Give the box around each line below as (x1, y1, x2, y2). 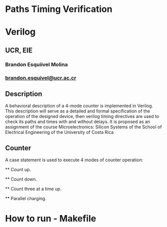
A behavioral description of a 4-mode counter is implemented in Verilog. (5, 103, 153, 109)
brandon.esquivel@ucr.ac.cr (5, 74, 77, 81)
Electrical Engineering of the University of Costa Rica (5, 129, 114, 135)
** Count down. (5, 176, 37, 182)
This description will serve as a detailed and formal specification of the (5, 108, 151, 114)
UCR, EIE (5, 46, 33, 54)
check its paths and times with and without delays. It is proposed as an (5, 118, 151, 125)
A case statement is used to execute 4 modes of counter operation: (5, 157, 143, 163)
